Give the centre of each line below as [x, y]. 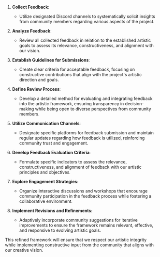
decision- [134, 104]
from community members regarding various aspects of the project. [87, 22]
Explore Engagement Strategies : [45, 182]
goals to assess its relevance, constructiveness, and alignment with [86, 45]
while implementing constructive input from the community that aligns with [79, 245]
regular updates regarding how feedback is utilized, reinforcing [82, 138]
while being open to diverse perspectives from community [93, 109]
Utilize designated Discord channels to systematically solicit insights [87, 16]
